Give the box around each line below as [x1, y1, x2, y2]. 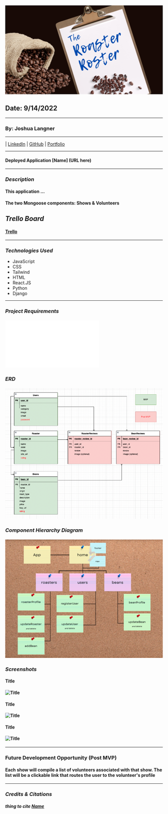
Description [5, 176, 34, 183]
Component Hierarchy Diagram [5, 527, 83, 534]
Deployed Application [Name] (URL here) [5, 157, 91, 163]
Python [12, 285, 27, 291]
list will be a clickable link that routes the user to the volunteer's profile [5, 772, 155, 778]
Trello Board [5, 214, 44, 223]
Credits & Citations [5, 791, 52, 798]
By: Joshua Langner [5, 125, 55, 132]
